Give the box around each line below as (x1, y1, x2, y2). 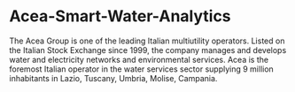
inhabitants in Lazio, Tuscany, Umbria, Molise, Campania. (9, 73, 218, 83)
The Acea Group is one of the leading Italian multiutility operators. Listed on (9, 35, 285, 46)
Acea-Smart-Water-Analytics (9, 6, 232, 27)
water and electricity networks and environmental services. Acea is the (9, 54, 268, 65)
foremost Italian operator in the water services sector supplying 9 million (9, 64, 275, 74)
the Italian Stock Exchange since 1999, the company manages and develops (9, 44, 287, 55)
